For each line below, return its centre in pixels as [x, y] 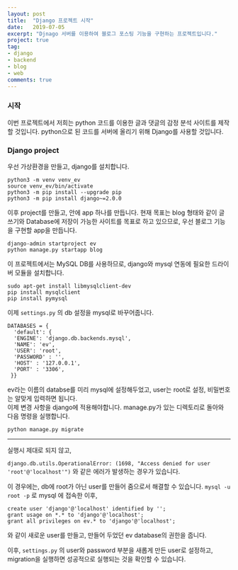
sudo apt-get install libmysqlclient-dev [69, 286]
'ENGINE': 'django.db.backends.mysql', [73, 338]
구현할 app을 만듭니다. [46, 230]
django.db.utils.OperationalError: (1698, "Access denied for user [109, 463]
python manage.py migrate [45, 429]
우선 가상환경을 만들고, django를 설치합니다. [68, 166]
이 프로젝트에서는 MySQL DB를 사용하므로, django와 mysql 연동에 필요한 [109, 263]
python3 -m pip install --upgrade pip [64, 192]
